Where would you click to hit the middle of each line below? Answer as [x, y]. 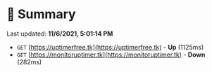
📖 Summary [41, 14]
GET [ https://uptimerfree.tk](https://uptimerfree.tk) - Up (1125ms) [110, 47]
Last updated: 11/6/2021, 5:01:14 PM [60, 34]
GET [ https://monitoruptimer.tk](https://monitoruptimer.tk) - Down [111, 55]
